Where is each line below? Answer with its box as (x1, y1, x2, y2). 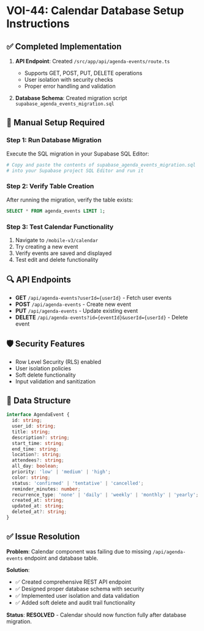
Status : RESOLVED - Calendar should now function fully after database (6, 611, 187, 618)
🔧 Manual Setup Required (6, 117, 105, 128)
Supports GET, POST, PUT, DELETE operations (24, 69, 143, 77)
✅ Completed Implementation (6, 41, 122, 52)
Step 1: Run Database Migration (6, 136, 102, 144)
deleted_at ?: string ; (12, 509, 67, 515)
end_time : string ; (12, 446, 59, 452)
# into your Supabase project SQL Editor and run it (6, 167, 144, 174)
